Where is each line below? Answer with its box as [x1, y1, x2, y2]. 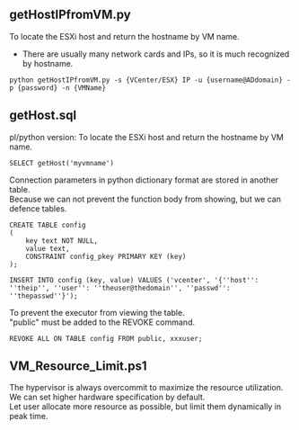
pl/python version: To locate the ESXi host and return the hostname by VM [9, 131, 285, 142]
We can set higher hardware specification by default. [9, 391, 206, 403]
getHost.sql [9, 108, 77, 123]
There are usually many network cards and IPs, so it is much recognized [22, 49, 290, 59]
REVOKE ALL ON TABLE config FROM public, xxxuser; [9, 334, 203, 343]
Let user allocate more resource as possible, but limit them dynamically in [9, 401, 281, 412]
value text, [25, 244, 70, 253]
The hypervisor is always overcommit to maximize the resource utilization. [9, 382, 284, 393]
